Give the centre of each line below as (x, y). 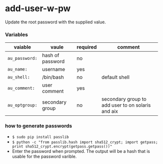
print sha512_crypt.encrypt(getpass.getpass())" (62, 146)
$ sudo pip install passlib (40, 137)
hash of (51, 55)
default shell (116, 77)
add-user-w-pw (38, 9)
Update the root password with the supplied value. (56, 22)
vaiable (23, 47)
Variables (16, 35)
